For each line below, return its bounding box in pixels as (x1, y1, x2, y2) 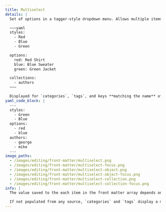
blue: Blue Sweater (14, 62, 54, 67)
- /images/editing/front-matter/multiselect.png (9, 158, 112, 163)
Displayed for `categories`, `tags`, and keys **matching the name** (9, 94, 156, 99)
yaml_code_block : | (5, 98, 45, 103)
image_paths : (5, 154, 32, 159)
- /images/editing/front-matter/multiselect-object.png (9, 167, 127, 172)
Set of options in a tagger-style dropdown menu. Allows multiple (9, 16, 149, 21)
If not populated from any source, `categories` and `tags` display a (9, 199, 158, 205)
